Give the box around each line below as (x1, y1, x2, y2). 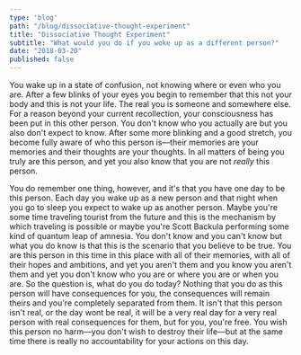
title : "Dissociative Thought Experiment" (9, 30, 171, 39)
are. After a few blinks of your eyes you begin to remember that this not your (9, 89, 292, 100)
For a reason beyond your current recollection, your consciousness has (9, 109, 274, 119)
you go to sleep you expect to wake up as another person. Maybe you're (9, 202, 279, 212)
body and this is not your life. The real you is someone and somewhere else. (9, 99, 292, 109)
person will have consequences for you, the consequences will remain (9, 288, 270, 298)
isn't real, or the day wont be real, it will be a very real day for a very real (9, 307, 277, 317)
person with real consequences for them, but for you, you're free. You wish (9, 316, 288, 327)
